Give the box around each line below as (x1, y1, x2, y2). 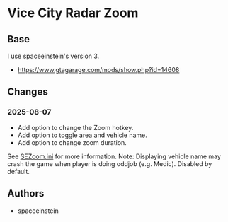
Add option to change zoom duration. (17, 138, 127, 146)
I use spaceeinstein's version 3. (7, 52, 100, 60)
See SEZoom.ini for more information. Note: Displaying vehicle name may (7, 152, 222, 160)
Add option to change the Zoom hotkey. (17, 123, 134, 132)
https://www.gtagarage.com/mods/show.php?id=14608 (17, 66, 180, 74)
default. (7, 167, 30, 175)
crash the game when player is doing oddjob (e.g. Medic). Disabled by (7, 159, 212, 168)
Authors (7, 187, 45, 199)
